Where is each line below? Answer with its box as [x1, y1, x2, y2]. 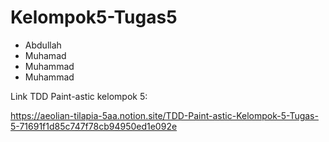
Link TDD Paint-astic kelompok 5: [10, 90, 148, 102]
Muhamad [24, 49, 67, 61]
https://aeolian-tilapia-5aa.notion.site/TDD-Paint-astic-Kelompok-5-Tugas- [10, 109, 319, 121]
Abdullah [24, 39, 62, 51]
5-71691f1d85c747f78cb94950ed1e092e [10, 120, 178, 132]
